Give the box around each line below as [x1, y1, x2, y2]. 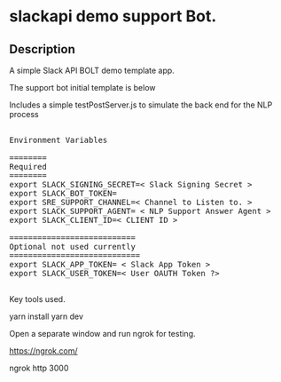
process [9, 109, 39, 119]
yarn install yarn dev [9, 311, 84, 322]
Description [9, 42, 75, 57]
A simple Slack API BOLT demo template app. [9, 65, 175, 76]
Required [9, 162, 47, 171]
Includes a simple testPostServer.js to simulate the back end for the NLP [9, 99, 273, 110]
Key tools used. [9, 294, 66, 304]
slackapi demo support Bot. [9, 6, 217, 27]
